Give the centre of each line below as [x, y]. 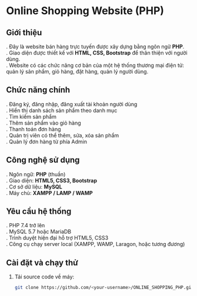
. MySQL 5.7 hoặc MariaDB [39, 232]
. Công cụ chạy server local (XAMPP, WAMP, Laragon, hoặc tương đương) [96, 244]
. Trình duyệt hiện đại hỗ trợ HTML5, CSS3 [57, 238]
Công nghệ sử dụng [43, 160]
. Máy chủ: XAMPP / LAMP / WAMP [49, 193]
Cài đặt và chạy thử [42, 263]
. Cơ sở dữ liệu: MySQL [34, 187]
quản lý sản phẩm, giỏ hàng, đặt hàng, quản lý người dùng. [77, 71]
